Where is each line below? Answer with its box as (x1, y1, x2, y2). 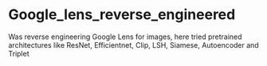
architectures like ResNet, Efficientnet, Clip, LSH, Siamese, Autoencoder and (8, 40, 259, 49)
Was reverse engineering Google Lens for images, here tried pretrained (8, 32, 242, 41)
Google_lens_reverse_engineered (8, 6, 236, 24)
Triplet (8, 49, 29, 58)
